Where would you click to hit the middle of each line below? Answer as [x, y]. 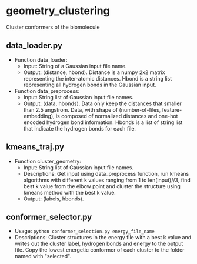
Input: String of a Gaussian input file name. [75, 66]
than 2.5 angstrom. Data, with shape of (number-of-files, [92, 109]
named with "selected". [43, 256]
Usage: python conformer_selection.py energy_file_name [84, 231]
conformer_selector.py [49, 217]
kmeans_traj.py [35, 147]
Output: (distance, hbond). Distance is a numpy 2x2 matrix [94, 72]
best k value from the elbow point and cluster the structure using [102, 186]
